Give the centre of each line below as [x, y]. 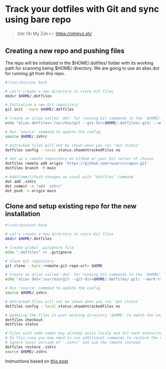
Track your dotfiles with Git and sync [82, 9]
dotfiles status [22, 325]
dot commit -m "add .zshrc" [34, 186]
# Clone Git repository [30, 261]
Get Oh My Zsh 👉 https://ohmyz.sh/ [55, 34]
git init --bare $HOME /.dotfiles [40, 110]
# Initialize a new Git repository [42, 105]
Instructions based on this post [37, 361]
